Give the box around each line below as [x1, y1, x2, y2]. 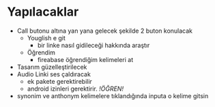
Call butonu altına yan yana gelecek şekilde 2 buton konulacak [16, 27, 193, 35]
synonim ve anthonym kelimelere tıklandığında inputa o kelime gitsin [16, 91, 209, 100]
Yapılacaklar [7, 4, 79, 20]
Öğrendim [27, 48, 56, 57]
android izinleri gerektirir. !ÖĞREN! [27, 85, 124, 93]
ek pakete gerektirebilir [27, 77, 92, 85]
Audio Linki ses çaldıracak [16, 70, 91, 78]
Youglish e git [27, 33, 66, 42]
